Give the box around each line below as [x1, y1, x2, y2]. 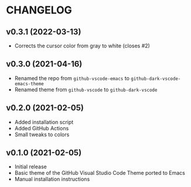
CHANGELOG [6, 4, 72, 17]
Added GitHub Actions [14, 124, 69, 131]
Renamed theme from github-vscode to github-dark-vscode [14, 86, 158, 93]
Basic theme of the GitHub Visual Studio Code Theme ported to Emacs [14, 169, 186, 176]
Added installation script [14, 118, 74, 126]
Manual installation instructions [14, 176, 90, 183]
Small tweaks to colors [14, 131, 70, 138]
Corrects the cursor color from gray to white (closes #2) [14, 42, 151, 49]
